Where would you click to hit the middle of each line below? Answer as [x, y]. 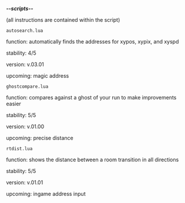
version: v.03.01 [25, 64]
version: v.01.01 [25, 182]
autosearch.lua [25, 31]
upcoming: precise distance [40, 138]
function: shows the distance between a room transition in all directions [92, 159]
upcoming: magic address [38, 76]
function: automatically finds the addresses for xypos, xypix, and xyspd [92, 41]
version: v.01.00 [25, 127]
